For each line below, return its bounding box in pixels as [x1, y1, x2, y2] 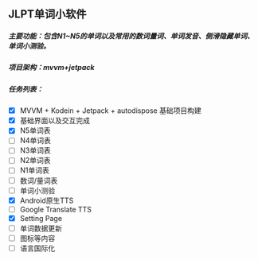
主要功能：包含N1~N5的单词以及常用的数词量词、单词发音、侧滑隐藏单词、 [8, 31, 255, 41]
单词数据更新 [19, 223, 62, 233]
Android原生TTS [19, 196, 74, 205]
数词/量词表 [19, 176, 58, 185]
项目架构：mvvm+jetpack [8, 63, 95, 72]
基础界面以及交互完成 [19, 116, 90, 126]
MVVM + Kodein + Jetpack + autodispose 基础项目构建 [19, 106, 201, 115]
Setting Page [19, 213, 62, 223]
